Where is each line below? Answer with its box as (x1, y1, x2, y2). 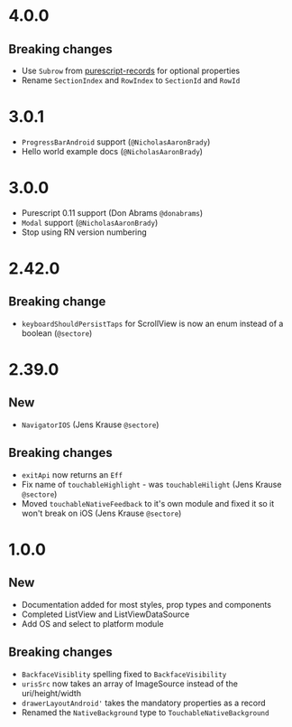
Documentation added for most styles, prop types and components (21, 599, 272, 610)
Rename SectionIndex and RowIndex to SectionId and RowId (21, 75, 241, 86)
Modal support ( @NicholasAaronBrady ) (21, 217, 159, 228)
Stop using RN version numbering (21, 227, 148, 238)
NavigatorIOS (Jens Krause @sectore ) (21, 419, 160, 430)
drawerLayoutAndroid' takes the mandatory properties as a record (21, 697, 267, 708)
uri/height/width (21, 687, 82, 698)
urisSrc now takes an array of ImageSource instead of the (21, 678, 238, 689)
